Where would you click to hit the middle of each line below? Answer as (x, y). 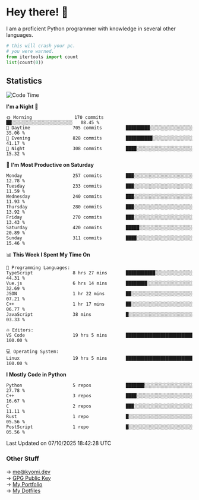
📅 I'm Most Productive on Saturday (50, 165)
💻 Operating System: (33, 352)
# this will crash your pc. (41, 46)
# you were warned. (30, 51)
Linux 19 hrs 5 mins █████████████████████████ (99, 359)
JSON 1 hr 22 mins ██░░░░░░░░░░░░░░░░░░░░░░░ (99, 294)
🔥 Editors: (20, 330)
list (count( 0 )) (25, 62)
